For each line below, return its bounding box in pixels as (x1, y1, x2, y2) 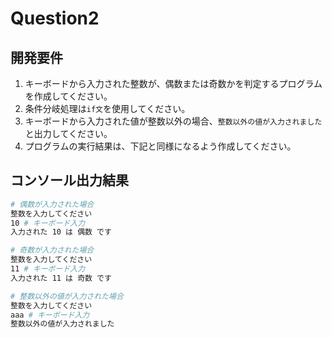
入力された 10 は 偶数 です (10, 227, 112, 237)
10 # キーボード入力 (10, 218, 86, 228)
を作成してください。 (24, 90, 113, 102)
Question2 (10, 7, 100, 30)
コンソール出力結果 (10, 172, 129, 189)
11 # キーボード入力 (10, 264, 86, 274)
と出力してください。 (24, 128, 113, 139)
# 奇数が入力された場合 (10, 245, 95, 256)
